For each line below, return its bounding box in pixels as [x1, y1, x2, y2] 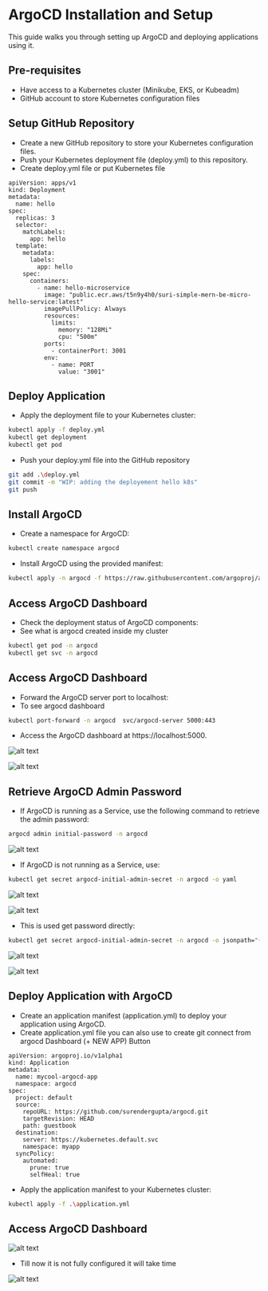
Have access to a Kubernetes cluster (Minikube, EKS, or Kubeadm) [19, 85, 240, 94]
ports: [43, 340, 66, 348]
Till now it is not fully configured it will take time [19, 1259, 177, 1269]
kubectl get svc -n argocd [8, 649, 98, 657]
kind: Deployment [8, 185, 66, 193]
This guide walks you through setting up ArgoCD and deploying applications [8, 32, 259, 42]
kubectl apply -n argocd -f [8, 574, 102, 583]
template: [15, 241, 48, 249]
